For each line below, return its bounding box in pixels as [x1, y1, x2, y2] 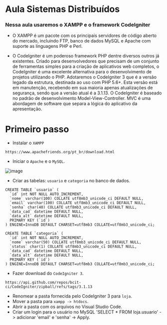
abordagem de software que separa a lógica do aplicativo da [12, 101, 138, 107]
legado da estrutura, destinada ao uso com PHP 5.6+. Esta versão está [12, 79, 158, 85]
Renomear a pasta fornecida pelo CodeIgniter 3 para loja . [12, 293, 132, 299]
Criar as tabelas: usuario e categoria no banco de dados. [12, 178, 131, 184]
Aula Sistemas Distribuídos [5, 3, 120, 15]
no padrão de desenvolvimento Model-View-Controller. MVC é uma [12, 95, 151, 101]
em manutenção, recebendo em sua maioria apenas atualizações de [12, 85, 153, 91]
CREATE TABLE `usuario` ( [5, 187, 59, 193]
